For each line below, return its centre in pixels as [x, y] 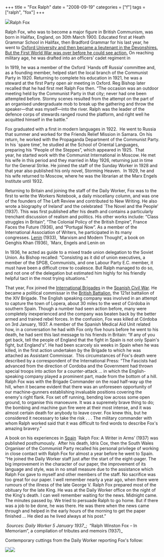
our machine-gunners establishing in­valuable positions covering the [73, 392]
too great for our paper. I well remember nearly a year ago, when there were [82, 480]
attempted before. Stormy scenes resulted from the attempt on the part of [80, 99]
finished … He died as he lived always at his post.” [56, 516]
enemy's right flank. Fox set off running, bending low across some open [78, 397]
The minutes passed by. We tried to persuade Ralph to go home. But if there [82, 500]
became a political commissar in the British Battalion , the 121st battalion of [80, 293]
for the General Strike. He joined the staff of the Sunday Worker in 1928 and [81, 165]
